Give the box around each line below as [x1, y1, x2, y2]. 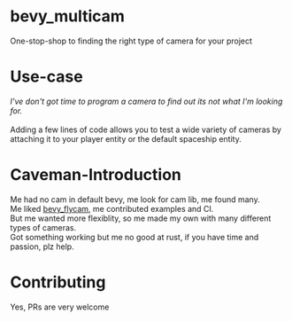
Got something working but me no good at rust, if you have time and [10, 231, 259, 242]
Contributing [10, 272, 106, 292]
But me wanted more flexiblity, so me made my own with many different [10, 213, 272, 223]
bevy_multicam [10, 6, 125, 27]
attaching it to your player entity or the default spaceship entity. [10, 133, 242, 144]
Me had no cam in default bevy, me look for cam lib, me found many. [10, 193, 260, 205]
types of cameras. [10, 222, 77, 232]
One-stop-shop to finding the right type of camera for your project [10, 35, 253, 46]
